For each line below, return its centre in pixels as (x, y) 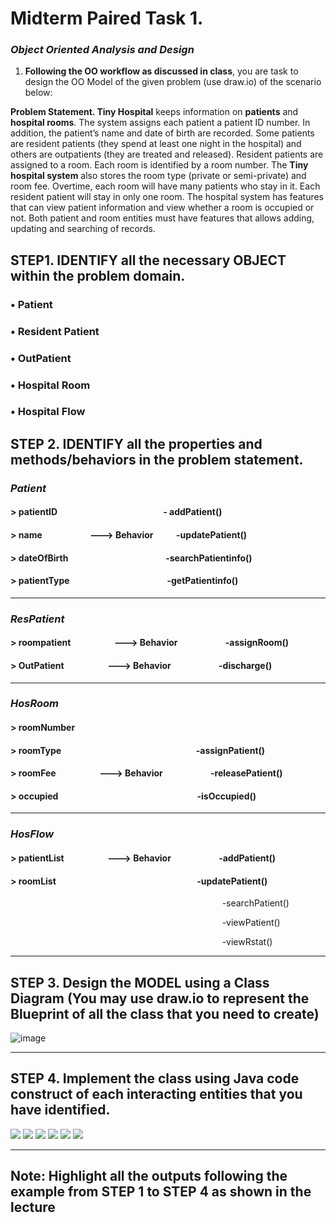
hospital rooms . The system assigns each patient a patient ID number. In (160, 123)
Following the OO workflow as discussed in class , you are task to (161, 71)
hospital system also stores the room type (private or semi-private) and (158, 176)
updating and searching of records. (83, 229)
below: (38, 93)
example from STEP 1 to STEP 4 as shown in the (161, 1192)
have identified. (60, 1110)
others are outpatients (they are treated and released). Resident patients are (167, 154)
